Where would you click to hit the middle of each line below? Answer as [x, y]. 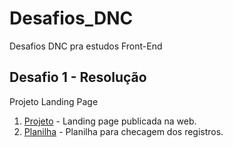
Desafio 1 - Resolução [78, 77]
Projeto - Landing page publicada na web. [110, 121]
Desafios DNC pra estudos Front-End [86, 46]
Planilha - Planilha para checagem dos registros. [123, 131]
